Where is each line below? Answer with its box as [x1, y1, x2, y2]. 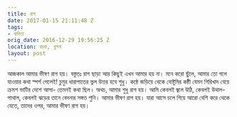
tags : [7, 23, 23, 30]
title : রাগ [7, 10, 36, 18]
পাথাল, [7, 93, 21, 101]
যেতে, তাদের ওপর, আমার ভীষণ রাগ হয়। [7, 101, 90, 110]
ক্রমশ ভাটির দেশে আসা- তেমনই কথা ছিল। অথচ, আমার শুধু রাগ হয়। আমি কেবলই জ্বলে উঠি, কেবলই [7, 85, 211, 94]
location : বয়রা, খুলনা [7, 43, 62, 50]
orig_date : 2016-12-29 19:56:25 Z [7, 37, 110, 44]
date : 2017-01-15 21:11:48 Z [7, 17, 94, 24]
